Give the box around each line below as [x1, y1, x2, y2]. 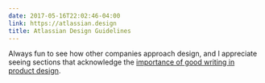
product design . [8, 66, 61, 76]
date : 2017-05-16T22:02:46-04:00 [8, 11, 121, 20]
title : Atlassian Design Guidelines [8, 27, 131, 35]
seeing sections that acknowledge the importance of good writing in [8, 57, 235, 67]
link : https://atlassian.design [8, 19, 117, 27]
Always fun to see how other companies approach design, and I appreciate [8, 49, 258, 59]
